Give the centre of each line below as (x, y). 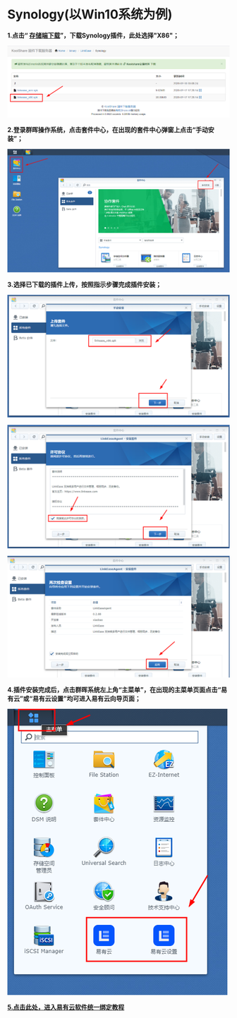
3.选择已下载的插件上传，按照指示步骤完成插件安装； (85, 285)
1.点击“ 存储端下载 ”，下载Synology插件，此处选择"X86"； (93, 35)
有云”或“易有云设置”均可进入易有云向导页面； (74, 698)
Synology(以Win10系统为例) (90, 14)
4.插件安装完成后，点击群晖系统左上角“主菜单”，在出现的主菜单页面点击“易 (117, 690)
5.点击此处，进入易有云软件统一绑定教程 (66, 1007)
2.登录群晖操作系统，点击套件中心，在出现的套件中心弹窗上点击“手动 (108, 130)
